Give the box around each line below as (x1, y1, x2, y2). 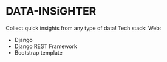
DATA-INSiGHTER (5, 4, 97, 18)
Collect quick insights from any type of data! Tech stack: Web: (5, 24, 162, 32)
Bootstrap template (14, 49, 63, 56)
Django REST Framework (14, 43, 77, 50)
